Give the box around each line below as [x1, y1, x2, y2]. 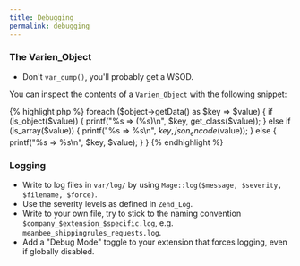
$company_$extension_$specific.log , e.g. [21, 217, 174, 228]
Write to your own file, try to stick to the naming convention [21, 208, 242, 219]
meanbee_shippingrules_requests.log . [21, 227, 162, 237]
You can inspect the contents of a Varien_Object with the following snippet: [9, 89, 287, 99]
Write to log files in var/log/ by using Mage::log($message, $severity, [21, 179, 282, 190]
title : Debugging [9, 13, 74, 22]
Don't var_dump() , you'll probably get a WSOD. [21, 71, 194, 82]
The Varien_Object [9, 51, 92, 64]
